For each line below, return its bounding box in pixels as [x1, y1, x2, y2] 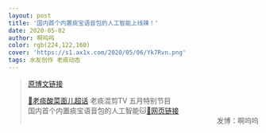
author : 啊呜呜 [8, 33, 55, 42]
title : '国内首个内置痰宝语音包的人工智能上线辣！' [8, 19, 159, 27]
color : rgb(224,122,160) [8, 41, 91, 49]
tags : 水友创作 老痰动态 [8, 57, 81, 65]
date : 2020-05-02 [8, 26, 66, 34]
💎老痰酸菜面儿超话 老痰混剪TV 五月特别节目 [27, 96, 172, 105]
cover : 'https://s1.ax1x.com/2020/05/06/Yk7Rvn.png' [8, 49, 187, 57]
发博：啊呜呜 [217, 115, 259, 125]
